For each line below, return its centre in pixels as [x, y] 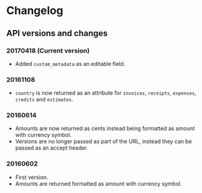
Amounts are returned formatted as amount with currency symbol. [98, 183]
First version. [32, 177]
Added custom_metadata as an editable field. [70, 64]
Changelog [35, 11]
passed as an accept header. [52, 148]
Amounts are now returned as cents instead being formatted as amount [105, 128]
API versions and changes [57, 33]
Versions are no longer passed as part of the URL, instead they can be [103, 142]
